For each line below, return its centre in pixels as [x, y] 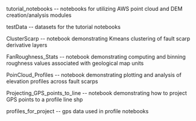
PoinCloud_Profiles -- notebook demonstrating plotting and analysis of [94, 75]
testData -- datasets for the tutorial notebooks [63, 27]
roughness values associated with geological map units [75, 63]
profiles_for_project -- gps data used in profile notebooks [77, 111]
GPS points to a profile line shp [45, 100]
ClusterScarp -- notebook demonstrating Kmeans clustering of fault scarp [98, 38]
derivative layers [27, 45]
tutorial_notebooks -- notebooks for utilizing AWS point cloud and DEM [94, 9]
